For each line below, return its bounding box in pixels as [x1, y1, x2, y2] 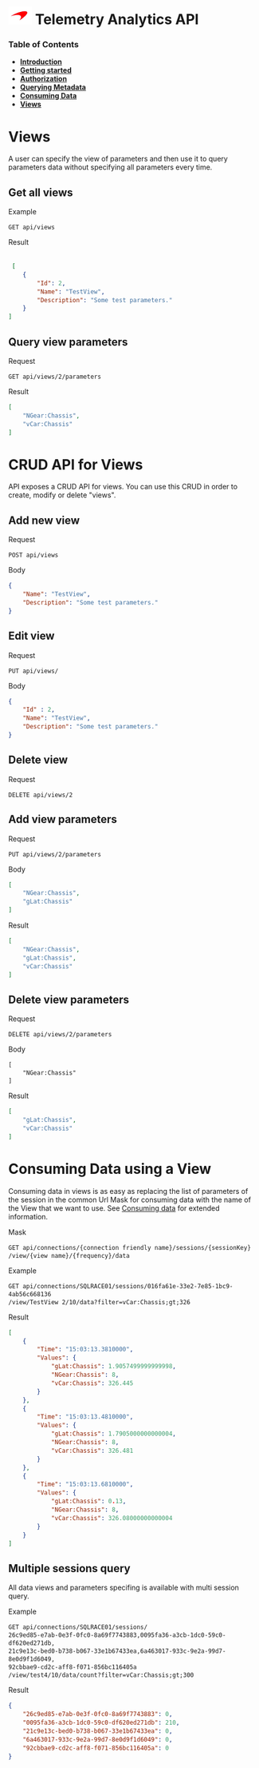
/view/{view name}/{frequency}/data [8, 1251, 130, 1259]
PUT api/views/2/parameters [8, 850, 102, 858]
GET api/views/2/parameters [8, 373, 102, 381]
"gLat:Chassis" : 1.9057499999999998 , [50, 1363, 177, 1371]
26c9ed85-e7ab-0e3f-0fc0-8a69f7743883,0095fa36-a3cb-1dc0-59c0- [8, 1631, 226, 1639]
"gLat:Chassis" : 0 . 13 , [50, 1498, 127, 1506]
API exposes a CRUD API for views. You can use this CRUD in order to [8, 482, 237, 492]
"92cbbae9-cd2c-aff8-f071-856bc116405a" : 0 [22, 1744, 170, 1752]
